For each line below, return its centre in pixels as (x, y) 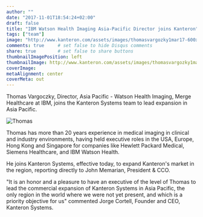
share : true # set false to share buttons (70, 51)
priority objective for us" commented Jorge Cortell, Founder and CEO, (93, 201)
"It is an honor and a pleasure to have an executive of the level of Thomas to (101, 182)
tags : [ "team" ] (25, 34)
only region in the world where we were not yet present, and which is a (95, 195)
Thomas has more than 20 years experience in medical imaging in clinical (98, 133)
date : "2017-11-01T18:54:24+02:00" (51, 18)
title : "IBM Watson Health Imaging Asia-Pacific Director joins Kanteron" (102, 29)
